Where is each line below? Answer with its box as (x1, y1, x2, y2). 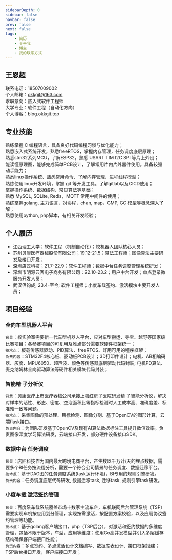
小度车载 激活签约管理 (5, 491, 59, 498)
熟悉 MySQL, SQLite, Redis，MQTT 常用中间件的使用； (5, 193, 121, 199)
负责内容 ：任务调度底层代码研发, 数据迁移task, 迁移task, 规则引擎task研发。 (5, 477, 163, 484)
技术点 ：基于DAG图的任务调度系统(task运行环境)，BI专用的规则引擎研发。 (5, 471, 159, 477)
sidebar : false (5, 12, 38, 17)
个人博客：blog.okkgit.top (5, 111, 60, 117)
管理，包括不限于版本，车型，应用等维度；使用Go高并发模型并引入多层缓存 (5, 529, 164, 536)
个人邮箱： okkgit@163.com (5, 92, 63, 98)
